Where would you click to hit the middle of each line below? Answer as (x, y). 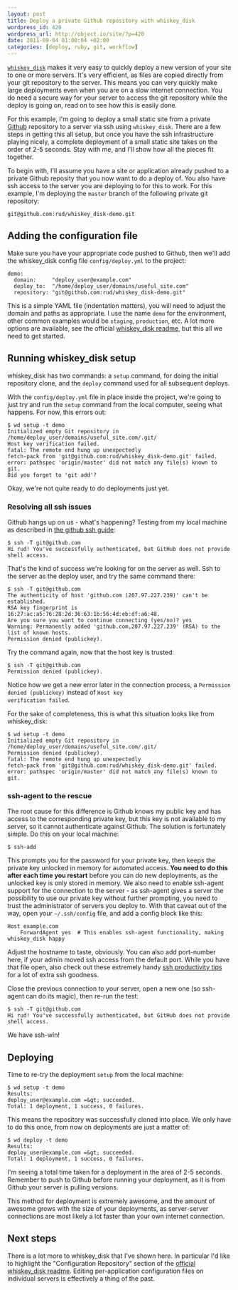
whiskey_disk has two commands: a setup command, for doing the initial (113, 376)
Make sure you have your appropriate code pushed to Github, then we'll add (119, 253)
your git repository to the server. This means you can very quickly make (113, 82)
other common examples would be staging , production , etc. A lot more (111, 321)
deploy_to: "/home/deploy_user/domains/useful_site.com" (102, 286)
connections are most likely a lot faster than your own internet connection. (116, 1217)
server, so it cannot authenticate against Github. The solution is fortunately (117, 827)
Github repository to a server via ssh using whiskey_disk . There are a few (114, 127)
